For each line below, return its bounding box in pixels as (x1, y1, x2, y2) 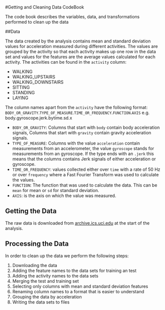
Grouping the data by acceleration (12, 294, 82, 300)
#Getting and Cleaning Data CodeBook (5, 4, 84, 10)
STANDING (12, 90, 35, 95)
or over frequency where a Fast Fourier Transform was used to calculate (12, 172, 159, 177)
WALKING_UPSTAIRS (12, 74, 55, 79)
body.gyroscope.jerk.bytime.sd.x (5, 115, 73, 120)
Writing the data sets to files (12, 299, 70, 305)
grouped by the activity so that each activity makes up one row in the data (5, 49, 157, 54)
